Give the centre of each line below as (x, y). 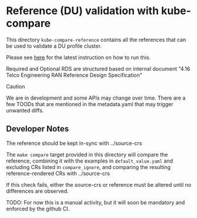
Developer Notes (38, 129)
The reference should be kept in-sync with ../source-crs (74, 143)
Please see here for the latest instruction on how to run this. (79, 57)
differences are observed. (37, 191)
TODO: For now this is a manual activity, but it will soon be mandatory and (96, 202)
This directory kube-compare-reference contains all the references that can (96, 39)
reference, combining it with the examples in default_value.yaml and (90, 161)
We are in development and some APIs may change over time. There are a (96, 98)
